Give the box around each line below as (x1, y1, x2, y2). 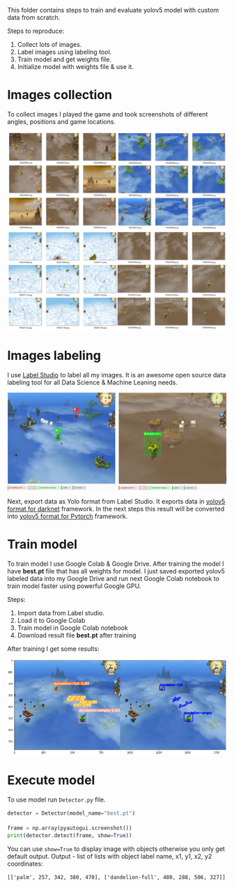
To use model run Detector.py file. (7, 795, 106, 804)
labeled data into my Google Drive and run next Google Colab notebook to (7, 574, 219, 582)
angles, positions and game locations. (7, 117, 116, 126)
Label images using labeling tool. (17, 48, 112, 56)
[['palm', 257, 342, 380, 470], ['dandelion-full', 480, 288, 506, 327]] (7, 873, 226, 881)
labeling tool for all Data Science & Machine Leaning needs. (7, 378, 178, 386)
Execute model (7, 772, 95, 788)
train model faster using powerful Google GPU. (7, 582, 141, 590)
